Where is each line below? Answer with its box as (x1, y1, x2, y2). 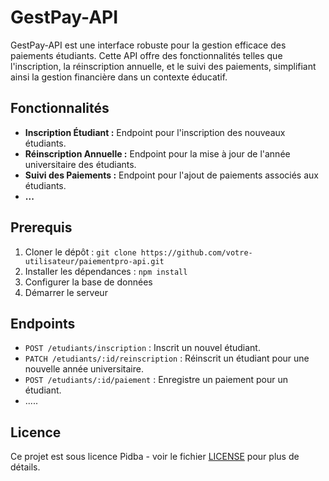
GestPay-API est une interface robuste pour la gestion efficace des (10, 39, 287, 51)
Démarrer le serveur (24, 286, 108, 298)
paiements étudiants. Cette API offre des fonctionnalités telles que (10, 49, 283, 61)
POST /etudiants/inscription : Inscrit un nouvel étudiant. (24, 342, 261, 354)
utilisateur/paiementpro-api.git (24, 256, 165, 266)
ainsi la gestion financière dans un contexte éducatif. (10, 71, 228, 83)
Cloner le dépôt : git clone (24, 246, 137, 258)
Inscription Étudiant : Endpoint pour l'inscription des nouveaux (24, 126, 286, 138)
